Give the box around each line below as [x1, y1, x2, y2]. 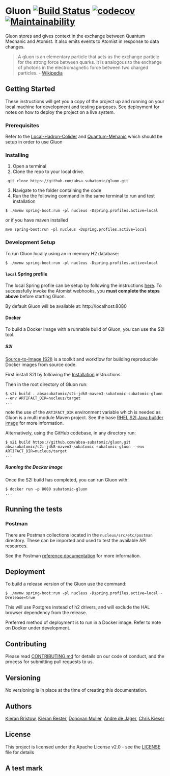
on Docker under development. [5, 625, 71, 631]
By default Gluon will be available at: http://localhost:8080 [5, 303, 127, 309]
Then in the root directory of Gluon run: [5, 381, 88, 387]
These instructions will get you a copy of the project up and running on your [5, 98, 164, 104]
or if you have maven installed [5, 217, 68, 223]
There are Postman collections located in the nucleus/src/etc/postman [5, 531, 153, 538]
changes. [5, 43, 25, 50]
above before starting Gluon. [5, 293, 66, 299]
